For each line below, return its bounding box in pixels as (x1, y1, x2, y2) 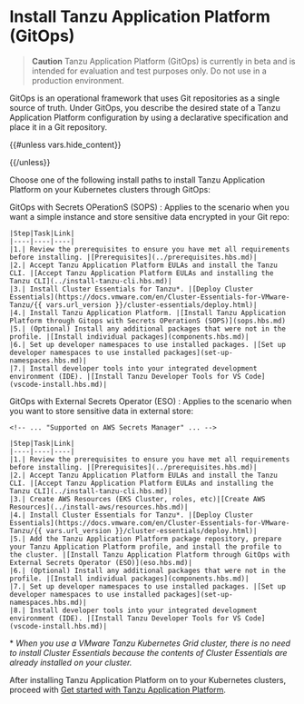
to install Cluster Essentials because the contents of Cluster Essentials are (9, 647, 288, 658)
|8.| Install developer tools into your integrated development (9, 606, 258, 615)
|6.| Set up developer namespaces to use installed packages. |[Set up (9, 340, 286, 349)
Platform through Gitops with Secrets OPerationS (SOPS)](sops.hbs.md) (9, 316, 286, 325)
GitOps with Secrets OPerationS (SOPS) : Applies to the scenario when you (9, 202, 289, 213)
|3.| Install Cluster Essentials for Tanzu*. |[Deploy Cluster (9, 284, 254, 293)
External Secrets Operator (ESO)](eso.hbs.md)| (9, 558, 193, 567)
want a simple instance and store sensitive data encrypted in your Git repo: (9, 211, 290, 222)
